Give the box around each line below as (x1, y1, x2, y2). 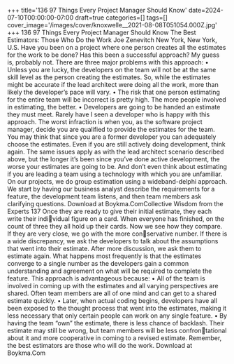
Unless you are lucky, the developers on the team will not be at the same (7, 66, 217, 74)
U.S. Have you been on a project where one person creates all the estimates (7, 43, 226, 51)
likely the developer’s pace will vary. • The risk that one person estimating (7, 88, 220, 96)
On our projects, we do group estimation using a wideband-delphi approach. (7, 177, 228, 185)
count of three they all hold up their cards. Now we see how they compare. (7, 222, 223, 230)
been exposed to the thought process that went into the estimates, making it (7, 304, 227, 312)
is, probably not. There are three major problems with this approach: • (7, 58, 209, 66)
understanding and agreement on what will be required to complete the (7, 267, 212, 275)
